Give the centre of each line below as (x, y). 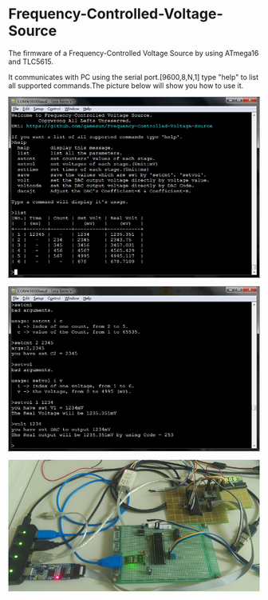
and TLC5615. (31, 62)
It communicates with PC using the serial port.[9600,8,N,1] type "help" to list (134, 77)
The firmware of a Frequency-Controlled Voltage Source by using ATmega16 (134, 53)
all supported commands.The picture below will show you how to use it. (126, 86)
